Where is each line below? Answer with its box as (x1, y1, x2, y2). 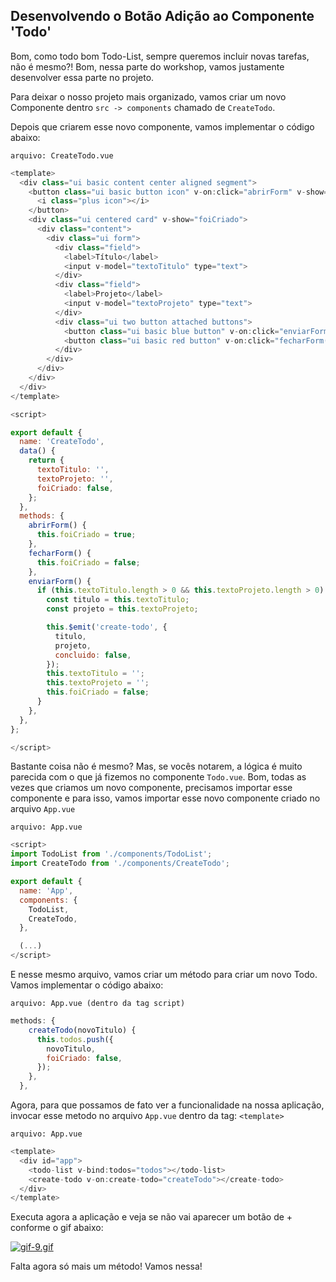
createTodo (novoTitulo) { (28, 1025, 137, 1035)
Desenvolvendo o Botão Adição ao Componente (10, 8, 315, 25)
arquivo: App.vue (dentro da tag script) (10, 999, 186, 1009)
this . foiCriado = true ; (36, 530, 137, 540)
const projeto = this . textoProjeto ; (46, 604, 199, 614)
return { (28, 455, 65, 466)
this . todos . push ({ (36, 1034, 114, 1044)
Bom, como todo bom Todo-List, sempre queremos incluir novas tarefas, (10, 50, 310, 62)
